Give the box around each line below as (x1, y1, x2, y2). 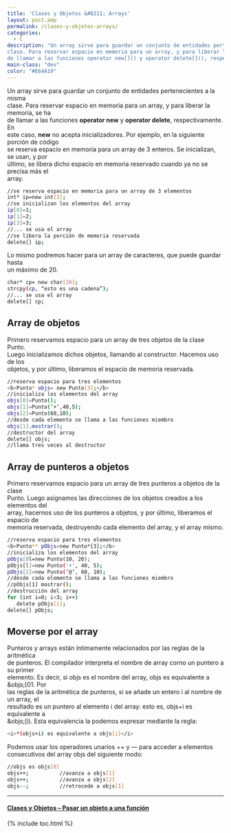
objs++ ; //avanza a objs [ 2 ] (7, 777, 115, 783)
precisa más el (7, 166, 49, 175)
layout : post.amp (7, 17, 57, 23)
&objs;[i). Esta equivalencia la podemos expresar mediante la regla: (7, 717, 197, 726)
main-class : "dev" (7, 61, 60, 68)
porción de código (7, 138, 60, 146)
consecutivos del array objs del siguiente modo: (7, 750, 143, 759)
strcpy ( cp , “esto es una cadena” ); (7, 285, 109, 292)
